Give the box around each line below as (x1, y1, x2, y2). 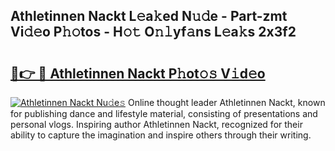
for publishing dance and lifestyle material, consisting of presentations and (10, 108, 318, 119)
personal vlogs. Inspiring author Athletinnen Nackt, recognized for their (10, 119, 303, 130)
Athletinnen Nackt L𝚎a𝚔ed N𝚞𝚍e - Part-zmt (10, 8, 288, 25)
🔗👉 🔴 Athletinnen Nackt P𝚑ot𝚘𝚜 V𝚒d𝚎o (10, 65, 266, 82)
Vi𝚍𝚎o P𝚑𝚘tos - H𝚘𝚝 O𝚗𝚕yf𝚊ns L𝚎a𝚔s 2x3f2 (10, 24, 297, 41)
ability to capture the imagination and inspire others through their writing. (10, 129, 312, 141)
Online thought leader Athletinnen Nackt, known (127, 97, 326, 108)
